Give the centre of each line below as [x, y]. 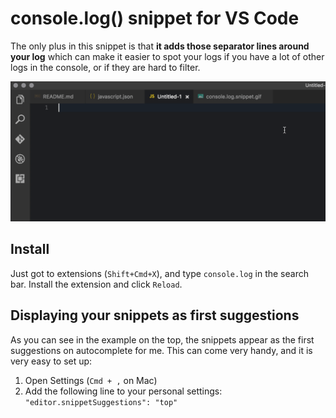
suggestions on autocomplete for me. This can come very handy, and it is [161, 350]
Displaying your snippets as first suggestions [155, 315]
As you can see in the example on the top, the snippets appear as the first [162, 339]
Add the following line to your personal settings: [123, 391]
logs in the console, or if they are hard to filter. [105, 67]
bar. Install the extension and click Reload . [96, 284]
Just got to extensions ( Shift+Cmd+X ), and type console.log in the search [159, 273]
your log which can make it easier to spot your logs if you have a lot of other [167, 56]
